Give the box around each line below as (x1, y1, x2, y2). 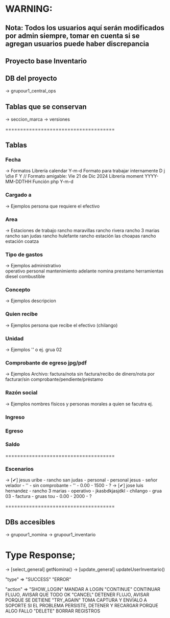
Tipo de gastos (5, 251, 43, 258)
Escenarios (5, 465, 34, 472)
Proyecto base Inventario (5, 57, 87, 65)
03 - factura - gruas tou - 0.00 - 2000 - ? (5, 493, 92, 499)
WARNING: (5, 3, 53, 15)
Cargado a (5, 191, 32, 198)
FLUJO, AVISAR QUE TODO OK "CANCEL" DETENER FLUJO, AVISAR (5, 591, 150, 598)
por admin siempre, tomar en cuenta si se (5, 31, 140, 40)
